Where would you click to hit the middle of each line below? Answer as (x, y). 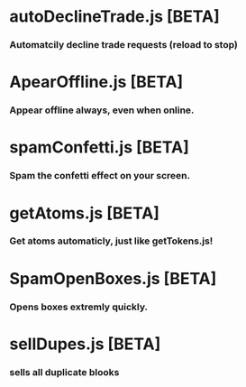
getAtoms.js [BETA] (85, 213)
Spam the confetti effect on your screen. (100, 176)
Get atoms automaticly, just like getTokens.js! (111, 241)
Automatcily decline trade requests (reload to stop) (124, 45)
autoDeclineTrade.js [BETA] (115, 17)
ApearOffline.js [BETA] (96, 82)
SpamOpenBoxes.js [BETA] (113, 278)
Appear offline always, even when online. (102, 110)
